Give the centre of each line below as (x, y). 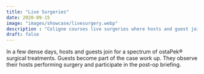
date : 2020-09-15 (28, 18)
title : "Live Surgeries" (38, 12)
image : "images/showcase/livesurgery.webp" (62, 23)
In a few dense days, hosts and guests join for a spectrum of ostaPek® (95, 52)
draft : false (23, 35)
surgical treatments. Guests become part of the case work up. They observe (102, 58)
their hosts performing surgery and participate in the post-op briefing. (94, 65)
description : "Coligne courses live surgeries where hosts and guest (97, 29)
